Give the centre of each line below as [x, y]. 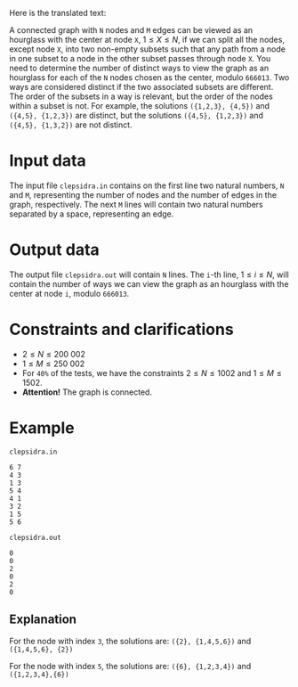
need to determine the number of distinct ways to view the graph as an [139, 68]
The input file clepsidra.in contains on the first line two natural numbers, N [147, 185]
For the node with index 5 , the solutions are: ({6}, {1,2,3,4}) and [130, 666]
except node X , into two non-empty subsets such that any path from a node [148, 49]
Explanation [43, 620]
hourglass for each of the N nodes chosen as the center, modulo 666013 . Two [149, 78]
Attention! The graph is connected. [87, 392]
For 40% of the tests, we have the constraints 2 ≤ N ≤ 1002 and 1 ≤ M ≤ [152, 372]
